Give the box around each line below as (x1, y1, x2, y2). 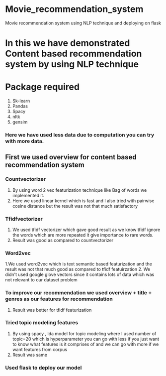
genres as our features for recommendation (5, 295, 113, 302)
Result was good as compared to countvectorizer (12, 237, 114, 243)
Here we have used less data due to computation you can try (5, 131, 155, 138)
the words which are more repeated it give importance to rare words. (12, 232, 154, 238)
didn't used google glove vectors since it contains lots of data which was (5, 271, 155, 277)
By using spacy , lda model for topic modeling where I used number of (12, 330, 157, 337)
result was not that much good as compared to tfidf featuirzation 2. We (5, 266, 151, 272)
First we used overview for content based (5, 153, 137, 161)
